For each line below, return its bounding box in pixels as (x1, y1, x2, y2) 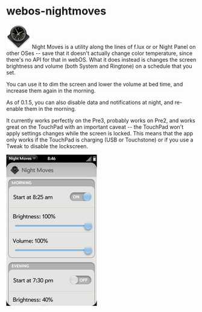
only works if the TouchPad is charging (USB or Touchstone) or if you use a (6, 136, 194, 143)
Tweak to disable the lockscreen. (6, 142, 89, 149)
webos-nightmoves (6, 4, 107, 18)
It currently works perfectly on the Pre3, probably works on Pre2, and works (6, 117, 196, 124)
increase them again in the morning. (6, 86, 96, 94)
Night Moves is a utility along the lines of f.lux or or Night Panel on (31, 43, 196, 50)
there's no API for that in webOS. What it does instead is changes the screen (6, 56, 197, 63)
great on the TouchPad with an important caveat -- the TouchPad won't (6, 123, 184, 131)
